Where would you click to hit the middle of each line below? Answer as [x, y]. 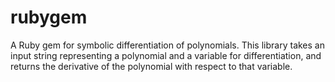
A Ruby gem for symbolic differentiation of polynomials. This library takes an [167, 45]
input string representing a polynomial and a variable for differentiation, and [166, 55]
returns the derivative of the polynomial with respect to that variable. [151, 66]
